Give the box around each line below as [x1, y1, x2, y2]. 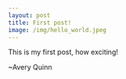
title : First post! [8, 19, 72, 27]
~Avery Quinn [8, 63, 52, 72]
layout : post [8, 11, 51, 20]
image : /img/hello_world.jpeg [8, 26, 107, 34]
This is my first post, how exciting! [8, 48, 119, 57]
